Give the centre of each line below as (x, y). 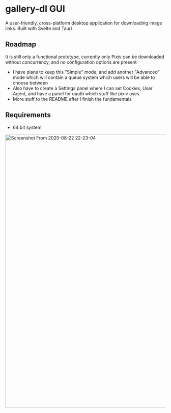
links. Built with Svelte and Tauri (39, 28)
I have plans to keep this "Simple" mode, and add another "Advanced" (86, 72)
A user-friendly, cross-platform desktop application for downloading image (84, 23)
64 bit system (27, 127)
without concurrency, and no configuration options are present (71, 62)
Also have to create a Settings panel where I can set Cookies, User (82, 88)
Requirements (28, 115)
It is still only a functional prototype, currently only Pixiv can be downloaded (85, 57)
